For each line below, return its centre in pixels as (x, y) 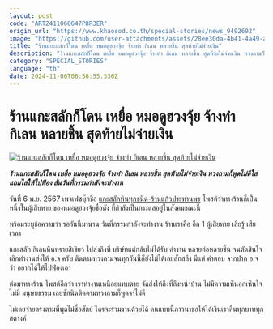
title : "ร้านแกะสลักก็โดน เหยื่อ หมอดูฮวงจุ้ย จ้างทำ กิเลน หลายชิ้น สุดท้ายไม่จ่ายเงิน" (116, 46)
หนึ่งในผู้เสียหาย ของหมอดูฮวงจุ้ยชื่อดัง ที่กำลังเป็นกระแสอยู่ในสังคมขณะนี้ (105, 207)
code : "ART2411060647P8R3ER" (58, 23)
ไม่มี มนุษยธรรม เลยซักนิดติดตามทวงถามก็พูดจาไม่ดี (77, 293)
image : (20, 38)
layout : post (31, 16)
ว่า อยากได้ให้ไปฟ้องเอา (40, 267)
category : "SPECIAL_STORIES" (58, 62)
